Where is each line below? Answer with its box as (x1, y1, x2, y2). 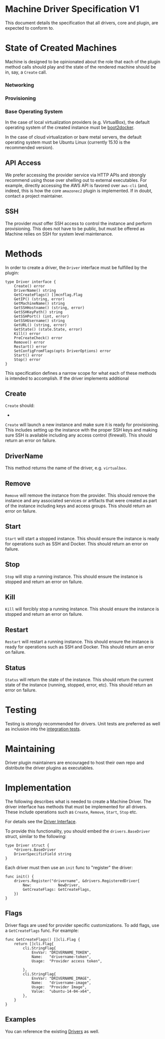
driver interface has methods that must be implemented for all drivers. (5, 803, 147, 809)
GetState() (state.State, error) (14, 327, 83, 332)
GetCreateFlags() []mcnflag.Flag (14, 292, 83, 297)
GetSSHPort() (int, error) (14, 314, 69, 319)
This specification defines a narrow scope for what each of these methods (5, 370, 157, 376)
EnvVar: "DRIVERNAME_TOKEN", (31, 950, 92, 955)
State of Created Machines (5, 42, 117, 54)
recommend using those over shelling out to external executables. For (5, 177, 147, 183)
